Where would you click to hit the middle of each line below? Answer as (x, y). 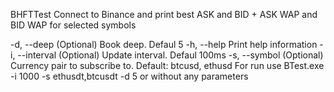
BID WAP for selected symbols (73, 25)
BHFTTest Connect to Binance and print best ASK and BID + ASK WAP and (164, 14)
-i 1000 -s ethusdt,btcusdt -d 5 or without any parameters (129, 76)
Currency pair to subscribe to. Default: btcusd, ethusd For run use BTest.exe (167, 65)
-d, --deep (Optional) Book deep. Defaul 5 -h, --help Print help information (164, 44)
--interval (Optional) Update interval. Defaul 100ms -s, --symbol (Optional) (170, 55)
